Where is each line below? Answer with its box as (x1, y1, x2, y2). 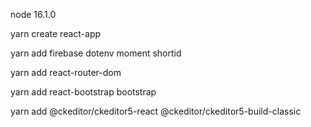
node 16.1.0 (10, 9, 57, 20)
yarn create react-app (10, 28, 102, 39)
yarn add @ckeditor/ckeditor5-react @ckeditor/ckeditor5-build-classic (10, 105, 302, 117)
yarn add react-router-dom (10, 67, 122, 78)
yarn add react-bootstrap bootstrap (10, 86, 157, 98)
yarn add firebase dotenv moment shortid (10, 47, 182, 59)
